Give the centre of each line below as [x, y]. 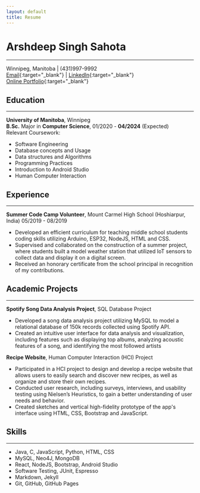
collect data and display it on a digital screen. [70, 258]
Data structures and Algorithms [53, 157]
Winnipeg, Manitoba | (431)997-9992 [52, 68]
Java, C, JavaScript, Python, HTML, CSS [65, 452]
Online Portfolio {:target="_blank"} [48, 82]
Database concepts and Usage [53, 151]
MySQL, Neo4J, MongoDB [47, 458]
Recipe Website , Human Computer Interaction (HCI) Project [79, 357]
